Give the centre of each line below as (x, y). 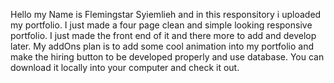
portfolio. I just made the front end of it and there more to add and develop (163, 35)
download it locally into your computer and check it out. (125, 67)
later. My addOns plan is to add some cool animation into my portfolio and (162, 46)
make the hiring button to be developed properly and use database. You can (167, 57)
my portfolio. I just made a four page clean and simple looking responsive (161, 25)
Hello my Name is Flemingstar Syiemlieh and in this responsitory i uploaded (166, 14)
